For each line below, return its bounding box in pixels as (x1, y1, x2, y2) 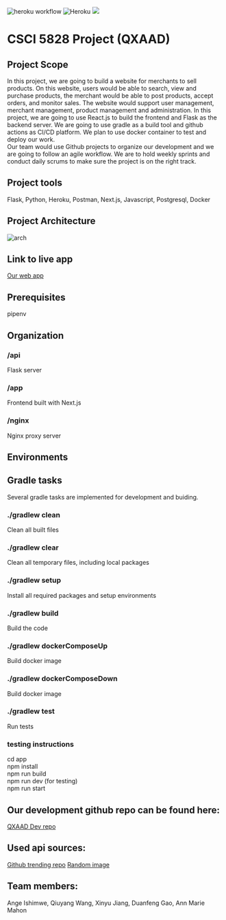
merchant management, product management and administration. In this (7, 106, 211, 114)
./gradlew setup (7, 576, 62, 585)
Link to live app (7, 254, 73, 265)
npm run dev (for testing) (7, 777, 78, 785)
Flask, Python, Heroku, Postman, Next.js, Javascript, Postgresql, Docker (7, 195, 211, 203)
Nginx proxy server (7, 431, 62, 440)
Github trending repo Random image (7, 860, 110, 868)
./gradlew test (7, 706, 55, 716)
